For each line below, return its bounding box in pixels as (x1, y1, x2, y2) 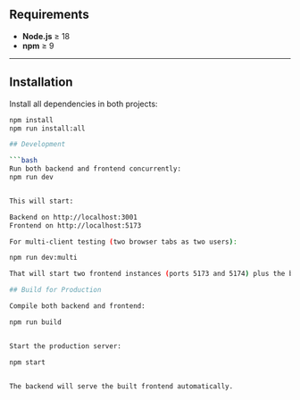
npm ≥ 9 (21, 40, 54, 51)
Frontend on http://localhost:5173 (9, 221, 142, 230)
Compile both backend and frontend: (9, 302, 146, 311)
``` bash (9, 156, 38, 165)
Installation (9, 75, 73, 90)
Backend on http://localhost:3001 (9, 212, 138, 221)
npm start (9, 357, 46, 367)
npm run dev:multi (9, 254, 78, 262)
